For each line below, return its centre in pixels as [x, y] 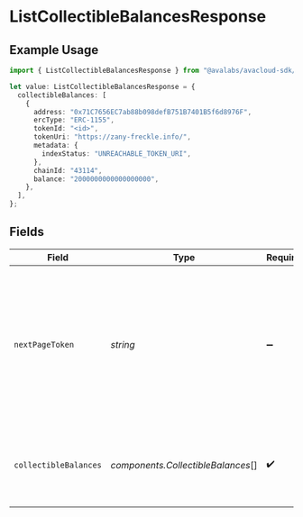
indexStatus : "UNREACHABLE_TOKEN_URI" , [117, 154]
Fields [27, 232]
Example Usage [54, 50]
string [123, 344]
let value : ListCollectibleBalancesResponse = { [102, 86]
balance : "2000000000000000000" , [96, 179]
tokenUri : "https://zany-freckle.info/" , [112, 137]
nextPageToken [44, 345]
